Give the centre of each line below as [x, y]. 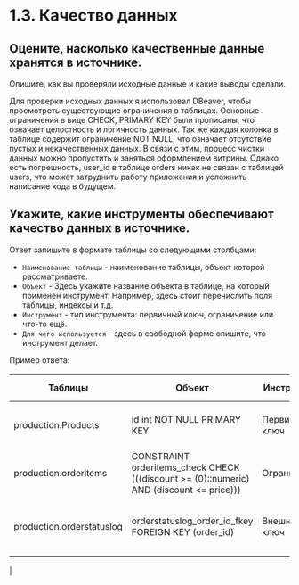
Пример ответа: [40, 360]
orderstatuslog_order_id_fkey [192, 521]
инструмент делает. [60, 342]
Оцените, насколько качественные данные [137, 49]
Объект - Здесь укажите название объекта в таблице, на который [145, 285]
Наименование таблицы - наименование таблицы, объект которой [143, 267]
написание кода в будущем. [63, 186]
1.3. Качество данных [93, 16]
